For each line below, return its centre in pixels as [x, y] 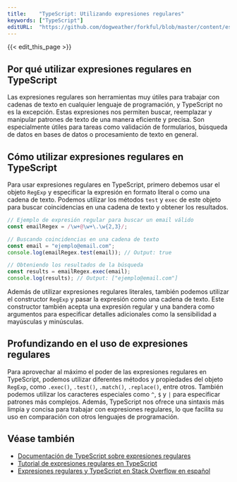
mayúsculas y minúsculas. [45, 322]
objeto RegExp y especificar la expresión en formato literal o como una [109, 192]
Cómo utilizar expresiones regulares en [96, 157]
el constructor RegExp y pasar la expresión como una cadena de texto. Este [116, 299]
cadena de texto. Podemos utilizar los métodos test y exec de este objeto [114, 199]
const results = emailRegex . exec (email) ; [69, 272]
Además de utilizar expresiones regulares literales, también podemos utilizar [118, 292]
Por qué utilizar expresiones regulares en [99, 69]
